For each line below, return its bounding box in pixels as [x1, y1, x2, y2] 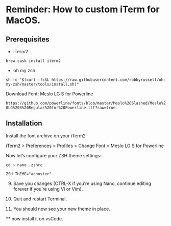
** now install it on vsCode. [6, 215, 63, 221]
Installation [6, 119, 42, 128]
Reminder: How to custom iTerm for [6, 4, 160, 15]
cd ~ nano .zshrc [6, 162, 43, 168]
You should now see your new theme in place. [13, 206, 110, 212]
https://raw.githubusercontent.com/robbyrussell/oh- [51, 77, 166, 83]
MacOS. [6, 14, 41, 26]
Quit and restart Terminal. [13, 196, 67, 202]
